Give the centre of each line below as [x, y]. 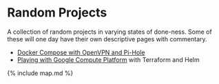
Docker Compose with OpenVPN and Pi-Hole [81, 52]
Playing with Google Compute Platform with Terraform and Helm [108, 59]
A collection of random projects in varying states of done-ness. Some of [109, 32]
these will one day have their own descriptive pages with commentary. [107, 39]
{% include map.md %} [40, 73]
